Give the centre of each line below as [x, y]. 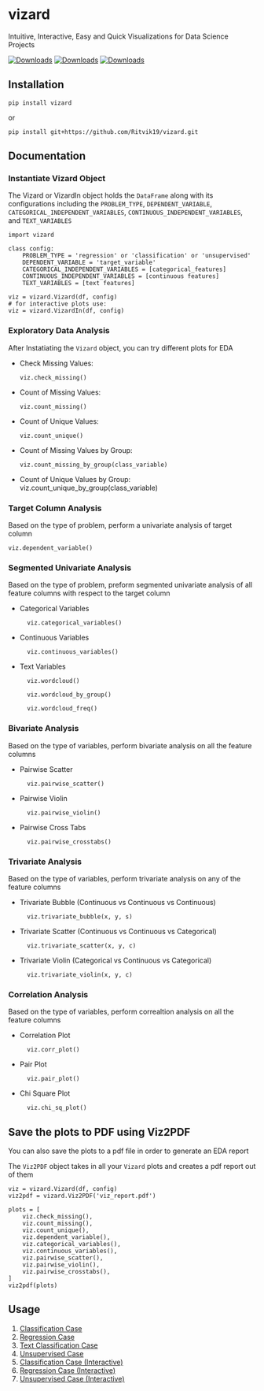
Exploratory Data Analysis [59, 331]
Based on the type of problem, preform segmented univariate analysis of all [130, 585]
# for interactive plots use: [58, 304]
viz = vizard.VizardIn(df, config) [66, 311]
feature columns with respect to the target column [89, 593]
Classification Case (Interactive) [71, 1362]
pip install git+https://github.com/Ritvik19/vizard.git [103, 132]
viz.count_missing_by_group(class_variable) [93, 465]
